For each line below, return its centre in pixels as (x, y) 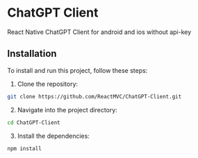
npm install (24, 148)
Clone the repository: (48, 84)
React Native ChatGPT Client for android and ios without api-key (99, 32)
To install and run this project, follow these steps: (77, 70)
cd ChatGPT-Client (34, 123)
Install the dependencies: (53, 136)
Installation (32, 54)
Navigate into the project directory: (67, 109)
